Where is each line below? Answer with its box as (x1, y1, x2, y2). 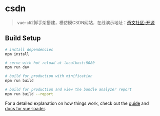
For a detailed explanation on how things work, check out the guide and (5, 100, 149, 106)
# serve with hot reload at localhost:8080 (5, 60, 95, 65)
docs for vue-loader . (5, 105, 46, 111)
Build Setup (5, 34, 41, 42)
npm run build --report (5, 91, 54, 97)
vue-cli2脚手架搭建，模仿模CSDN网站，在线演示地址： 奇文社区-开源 (17, 19, 155, 25)
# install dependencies (5, 47, 54, 52)
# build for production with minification (5, 74, 93, 78)
